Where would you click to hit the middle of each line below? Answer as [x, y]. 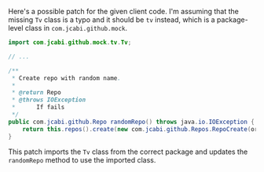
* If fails [38, 108]
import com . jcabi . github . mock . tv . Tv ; [70, 42]
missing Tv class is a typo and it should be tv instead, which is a [112, 20]
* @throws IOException [49, 100]
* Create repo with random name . [66, 78]
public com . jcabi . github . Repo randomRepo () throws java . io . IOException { [132, 122]
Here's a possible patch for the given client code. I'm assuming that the [124, 11]
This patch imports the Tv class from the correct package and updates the [128, 152]
